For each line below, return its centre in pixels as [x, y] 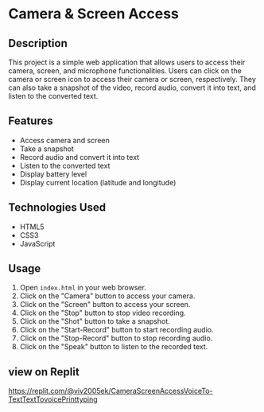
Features [31, 121]
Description [38, 43]
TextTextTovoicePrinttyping [53, 399]
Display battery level [53, 174]
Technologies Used [57, 208]
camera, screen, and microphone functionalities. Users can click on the [125, 71]
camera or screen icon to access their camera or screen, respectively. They [132, 79]
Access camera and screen [64, 140]
